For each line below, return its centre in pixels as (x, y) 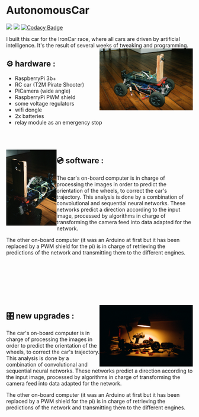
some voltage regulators (44, 103)
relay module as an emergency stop (58, 122)
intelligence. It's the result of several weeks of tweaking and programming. (97, 45)
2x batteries (29, 116)
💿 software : (80, 161)
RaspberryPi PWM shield (45, 97)
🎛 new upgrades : (40, 316)
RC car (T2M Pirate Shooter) (49, 84)
